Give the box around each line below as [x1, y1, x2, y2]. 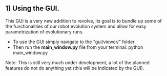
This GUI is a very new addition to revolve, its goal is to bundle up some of [5, 17, 162, 24]
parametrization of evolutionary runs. [5, 28, 83, 35]
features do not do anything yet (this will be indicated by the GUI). [5, 65, 144, 71]
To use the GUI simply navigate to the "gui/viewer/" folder [12, 39, 135, 45]
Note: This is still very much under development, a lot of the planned [5, 59, 150, 66]
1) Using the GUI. [5, 4, 60, 13]
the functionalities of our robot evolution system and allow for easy [5, 23, 147, 29]
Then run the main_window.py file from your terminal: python [12, 44, 143, 50]
